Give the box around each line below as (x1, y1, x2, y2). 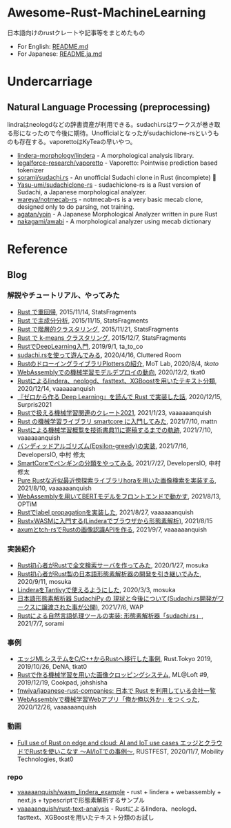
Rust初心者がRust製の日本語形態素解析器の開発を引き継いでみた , (17, 570, 201, 578)
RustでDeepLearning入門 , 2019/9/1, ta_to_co (17, 342, 143, 350)
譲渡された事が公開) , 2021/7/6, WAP (41, 603, 143, 612)
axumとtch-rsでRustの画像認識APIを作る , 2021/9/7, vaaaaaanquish (17, 525, 207, 534)
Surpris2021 (17, 400, 52, 408)
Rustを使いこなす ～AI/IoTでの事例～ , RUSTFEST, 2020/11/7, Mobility (29, 747, 224, 756)
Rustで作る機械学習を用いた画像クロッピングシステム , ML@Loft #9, (17, 671, 209, 679)
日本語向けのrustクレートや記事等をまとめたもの (7, 28, 145, 37)
